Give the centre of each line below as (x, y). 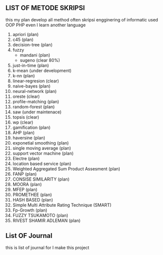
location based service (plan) (42, 164)
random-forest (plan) (34, 107)
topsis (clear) (26, 117)
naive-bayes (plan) (31, 86)
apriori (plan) (26, 34)
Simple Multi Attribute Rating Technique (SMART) (62, 205)
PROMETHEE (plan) (32, 195)
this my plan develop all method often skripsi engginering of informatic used (82, 19)
